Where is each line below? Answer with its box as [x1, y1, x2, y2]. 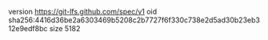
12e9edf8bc [8, 24, 48, 33]
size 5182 [49, 24, 81, 33]
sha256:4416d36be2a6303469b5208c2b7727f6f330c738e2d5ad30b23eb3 [8, 15, 260, 25]
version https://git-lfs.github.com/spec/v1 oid [8, 7, 158, 16]
